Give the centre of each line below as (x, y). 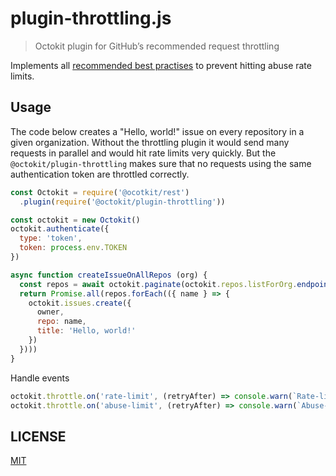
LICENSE (38, 436)
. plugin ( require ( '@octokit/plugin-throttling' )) (122, 202)
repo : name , (61, 322)
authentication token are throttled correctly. (100, 174)
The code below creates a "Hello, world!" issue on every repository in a (157, 131)
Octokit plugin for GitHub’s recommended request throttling (157, 46)
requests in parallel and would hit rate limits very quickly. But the (143, 153)
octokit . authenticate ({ (60, 229)
